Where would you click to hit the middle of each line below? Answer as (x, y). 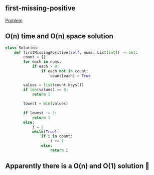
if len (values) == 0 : (46, 90)
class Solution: (22, 48)
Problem (14, 20)
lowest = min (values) (46, 104)
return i (59, 150)
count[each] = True (70, 76)
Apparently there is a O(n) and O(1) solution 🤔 (77, 166)
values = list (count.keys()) (54, 85)
